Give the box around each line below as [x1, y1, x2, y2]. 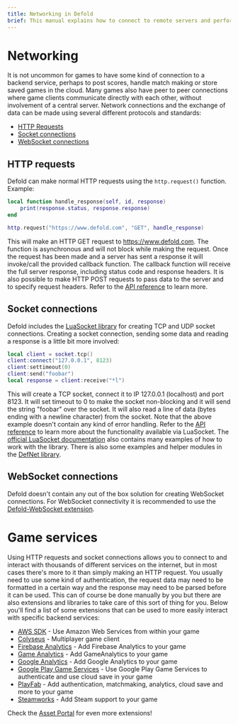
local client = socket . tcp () [7, 351, 93, 358]
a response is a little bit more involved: [7, 336, 120, 345]
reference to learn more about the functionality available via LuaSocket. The [7, 427, 229, 436]
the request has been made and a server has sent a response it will [7, 252, 203, 260]
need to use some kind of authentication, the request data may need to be [7, 576, 224, 584]
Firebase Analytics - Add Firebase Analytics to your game [17, 642, 186, 650]
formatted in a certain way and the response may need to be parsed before [7, 583, 227, 591]
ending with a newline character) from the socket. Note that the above [7, 412, 212, 421]
